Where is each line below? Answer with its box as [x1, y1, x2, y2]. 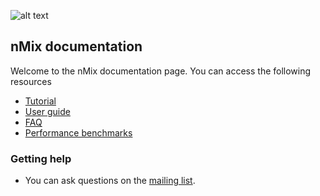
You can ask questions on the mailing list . [24, 175, 196, 187]
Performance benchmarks [24, 126, 133, 139]
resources [10, 75, 52, 87]
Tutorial [24, 95, 57, 107]
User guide [24, 105, 71, 117]
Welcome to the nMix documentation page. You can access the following [10, 65, 312, 77]
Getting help [10, 151, 72, 165]
